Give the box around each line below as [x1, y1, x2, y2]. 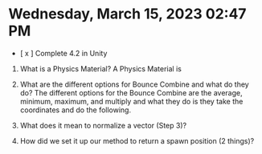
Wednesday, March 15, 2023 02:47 [8, 5, 247, 23]
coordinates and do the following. [19, 105, 131, 115]
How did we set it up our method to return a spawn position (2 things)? [19, 136, 255, 145]
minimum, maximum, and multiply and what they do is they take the [19, 96, 244, 106]
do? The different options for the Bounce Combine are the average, [19, 87, 243, 97]
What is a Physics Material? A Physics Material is [19, 63, 182, 73]
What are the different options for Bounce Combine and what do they [19, 79, 249, 89]
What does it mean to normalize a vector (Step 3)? [19, 120, 187, 130]
